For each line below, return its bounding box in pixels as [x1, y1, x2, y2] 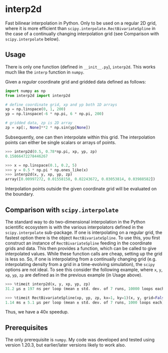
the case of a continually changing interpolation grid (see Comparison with [5, 30, 159, 36]
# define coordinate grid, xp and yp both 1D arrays [5, 102, 117, 107]
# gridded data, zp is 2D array [5, 120, 72, 125]
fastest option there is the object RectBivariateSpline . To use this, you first [5, 234, 160, 240]
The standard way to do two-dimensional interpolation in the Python [5, 218, 145, 224]
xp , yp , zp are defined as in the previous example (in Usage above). [5, 271, 142, 278]
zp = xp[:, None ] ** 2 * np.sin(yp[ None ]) [5, 125, 91, 130]
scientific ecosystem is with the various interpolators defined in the [5, 224, 143, 230]
